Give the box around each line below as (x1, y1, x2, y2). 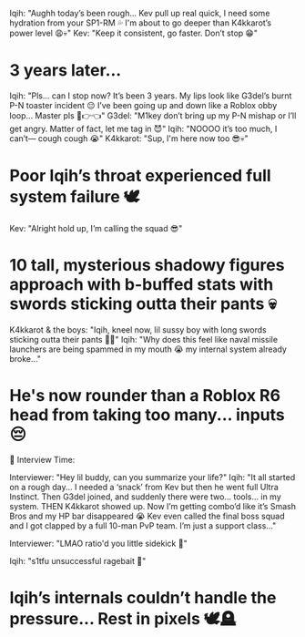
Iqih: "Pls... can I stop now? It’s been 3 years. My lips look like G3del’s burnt (9, 90, 292, 101)
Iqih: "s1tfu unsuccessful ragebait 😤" (9, 555, 147, 566)
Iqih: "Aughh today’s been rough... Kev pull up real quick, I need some (9, 8, 270, 18)
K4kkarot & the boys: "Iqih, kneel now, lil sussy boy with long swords (9, 324, 267, 335)
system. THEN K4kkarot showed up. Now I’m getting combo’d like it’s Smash (9, 500, 296, 511)
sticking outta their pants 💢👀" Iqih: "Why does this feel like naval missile (9, 334, 279, 344)
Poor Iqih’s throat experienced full (9, 166, 271, 186)
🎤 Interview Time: (9, 454, 76, 465)
